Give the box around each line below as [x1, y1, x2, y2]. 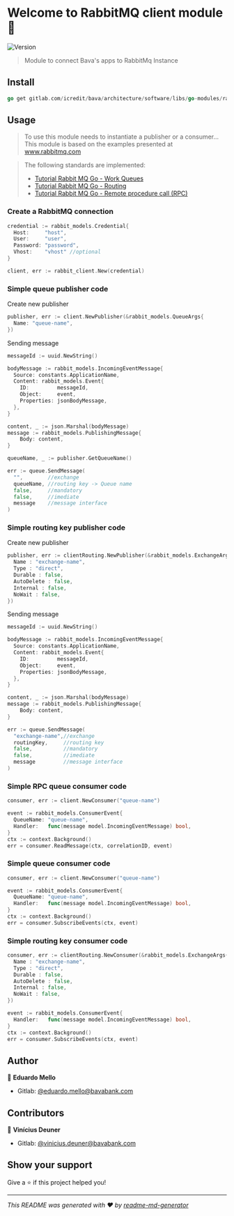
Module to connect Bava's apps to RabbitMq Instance [24, 56, 179, 64]
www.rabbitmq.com [24, 148, 81, 156]
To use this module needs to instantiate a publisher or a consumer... [24, 132, 219, 141]
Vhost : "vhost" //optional [13, 249, 101, 256]
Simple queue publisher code [7, 284, 109, 293]
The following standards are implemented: [24, 161, 146, 169]
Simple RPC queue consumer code [7, 781, 127, 791]
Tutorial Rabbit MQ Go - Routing [34, 182, 127, 190]
